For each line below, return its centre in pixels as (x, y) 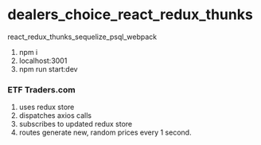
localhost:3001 (43, 61)
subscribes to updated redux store (76, 124)
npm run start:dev (48, 69)
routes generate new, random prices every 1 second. (105, 132)
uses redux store (47, 107)
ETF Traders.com (42, 89)
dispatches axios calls (55, 116)
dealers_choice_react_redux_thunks (130, 15)
